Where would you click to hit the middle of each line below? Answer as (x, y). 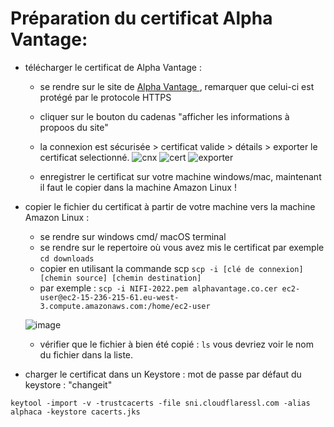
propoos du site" (74, 127)
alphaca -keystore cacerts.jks (75, 412)
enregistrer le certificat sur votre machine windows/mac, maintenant (180, 176)
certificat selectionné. (84, 157)
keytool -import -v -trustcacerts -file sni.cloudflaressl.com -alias (160, 403)
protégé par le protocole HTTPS (105, 97)
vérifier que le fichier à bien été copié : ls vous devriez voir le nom (177, 344)
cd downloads (67, 258)
